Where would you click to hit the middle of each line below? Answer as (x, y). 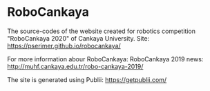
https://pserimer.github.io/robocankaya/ (64, 45)
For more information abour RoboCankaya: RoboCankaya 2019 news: (105, 59)
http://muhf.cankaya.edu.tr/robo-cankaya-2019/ (75, 66)
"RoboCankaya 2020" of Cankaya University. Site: (78, 38)
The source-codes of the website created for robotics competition (101, 31)
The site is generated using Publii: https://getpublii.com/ (87, 79)
